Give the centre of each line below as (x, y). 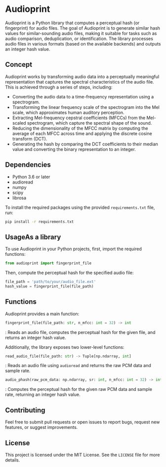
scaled (19, 123)
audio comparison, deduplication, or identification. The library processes (79, 39)
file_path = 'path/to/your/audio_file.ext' (51, 282)
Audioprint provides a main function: (42, 314)
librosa (19, 198)
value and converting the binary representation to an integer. (74, 149)
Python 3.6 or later (31, 177)
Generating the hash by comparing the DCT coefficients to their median (85, 144)
